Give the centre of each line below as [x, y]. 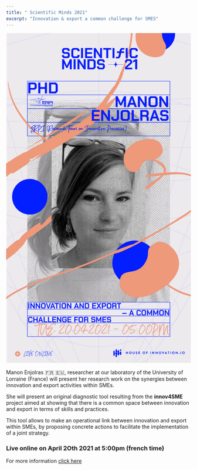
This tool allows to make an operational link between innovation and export [96, 421]
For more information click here [44, 461]
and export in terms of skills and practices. [58, 409]
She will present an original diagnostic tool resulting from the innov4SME [94, 396]
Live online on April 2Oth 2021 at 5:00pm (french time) [85, 448]
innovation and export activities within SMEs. [60, 385]
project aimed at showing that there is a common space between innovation [98, 403]
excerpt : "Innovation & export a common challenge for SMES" [82, 19]
